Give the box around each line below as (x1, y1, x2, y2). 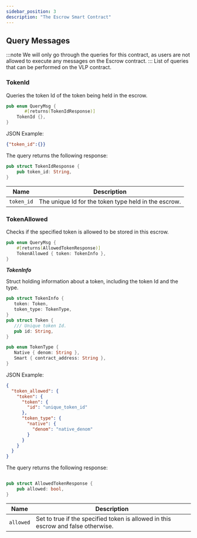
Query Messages (6, 36, 70, 46)
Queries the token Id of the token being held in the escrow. (6, 92, 148, 99)
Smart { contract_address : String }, (13, 356, 107, 361)
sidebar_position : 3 (6, 8, 57, 15)
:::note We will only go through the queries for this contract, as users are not (6, 51, 191, 59)
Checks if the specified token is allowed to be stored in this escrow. (6, 228, 169, 235)
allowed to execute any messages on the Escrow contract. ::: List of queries (6, 57, 189, 65)
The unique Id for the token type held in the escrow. (39, 197, 181, 205)
